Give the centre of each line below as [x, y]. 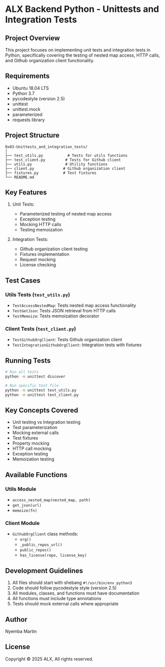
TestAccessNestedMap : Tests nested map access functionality [74, 305]
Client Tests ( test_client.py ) [41, 329]
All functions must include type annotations [57, 598]
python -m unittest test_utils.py [41, 390]
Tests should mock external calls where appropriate [65, 604]
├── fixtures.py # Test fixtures [51, 173]
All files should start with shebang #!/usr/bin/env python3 [72, 583]
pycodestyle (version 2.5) [39, 98]
